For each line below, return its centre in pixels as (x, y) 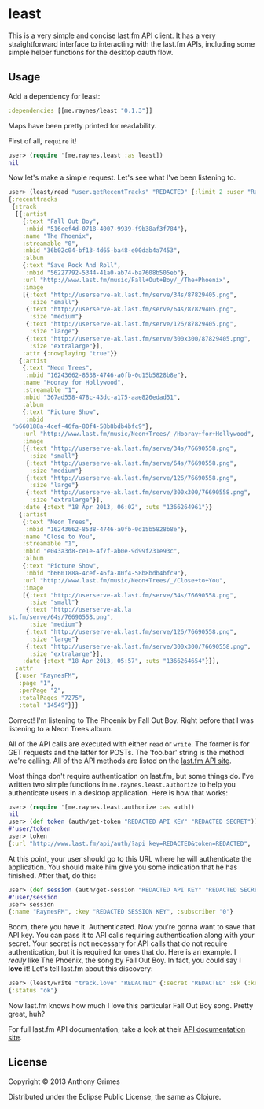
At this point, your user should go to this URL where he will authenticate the (130, 858)
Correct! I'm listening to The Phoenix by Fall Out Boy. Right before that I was (131, 720)
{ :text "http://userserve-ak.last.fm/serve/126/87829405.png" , (131, 324)
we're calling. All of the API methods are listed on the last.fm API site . (120, 761)
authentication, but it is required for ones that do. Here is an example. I (122, 952)
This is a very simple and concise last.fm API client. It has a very (112, 35)
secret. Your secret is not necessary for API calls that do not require (118, 943)
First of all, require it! (42, 141)
